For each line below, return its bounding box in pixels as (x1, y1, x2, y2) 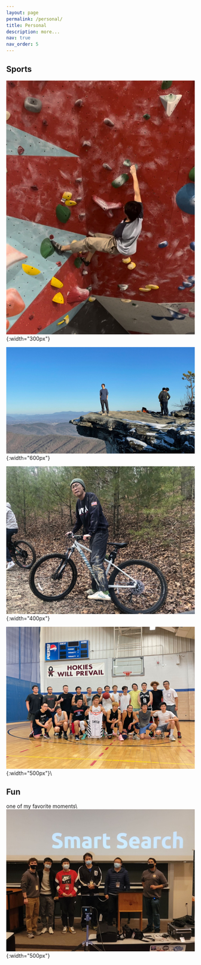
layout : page (6, 10, 39, 16)
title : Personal (6, 22, 47, 28)
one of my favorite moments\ (6, 802, 78, 810)
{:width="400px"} (6, 615, 50, 622)
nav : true (6, 35, 31, 41)
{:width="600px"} (6, 454, 51, 461)
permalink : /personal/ (6, 16, 63, 22)
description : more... (6, 29, 60, 35)
